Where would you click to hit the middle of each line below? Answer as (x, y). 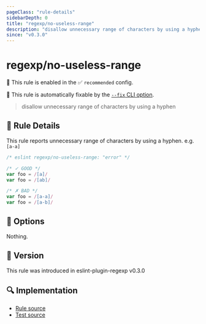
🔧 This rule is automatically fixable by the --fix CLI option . (80, 95)
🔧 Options (25, 222)
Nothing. (17, 236)
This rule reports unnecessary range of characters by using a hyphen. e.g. (100, 140)
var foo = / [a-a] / (30, 197)
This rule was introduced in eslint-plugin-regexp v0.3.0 (76, 271)
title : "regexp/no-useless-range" (51, 23)
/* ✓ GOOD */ (24, 168)
